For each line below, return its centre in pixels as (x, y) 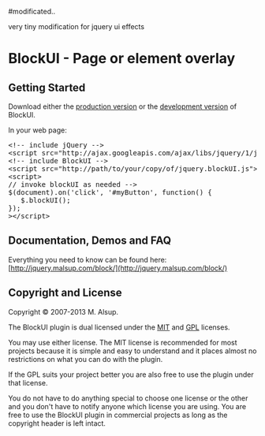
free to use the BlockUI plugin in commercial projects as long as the (118, 415)
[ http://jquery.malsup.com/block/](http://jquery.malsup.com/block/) (118, 268)
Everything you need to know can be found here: (88, 259)
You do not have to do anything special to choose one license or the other (128, 398)
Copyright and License (65, 293)
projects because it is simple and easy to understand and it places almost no (132, 351)
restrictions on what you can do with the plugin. (86, 359)
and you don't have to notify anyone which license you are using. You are (127, 406)
